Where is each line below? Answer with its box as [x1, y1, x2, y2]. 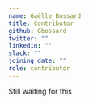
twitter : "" [8, 34, 49, 43]
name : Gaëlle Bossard [8, 11, 82, 20]
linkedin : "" [8, 42, 53, 50]
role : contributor [8, 64, 70, 73]
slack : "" [8, 49, 42, 57]
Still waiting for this [8, 86, 73, 96]
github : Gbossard [8, 27, 67, 35]
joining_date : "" [8, 57, 67, 65]
